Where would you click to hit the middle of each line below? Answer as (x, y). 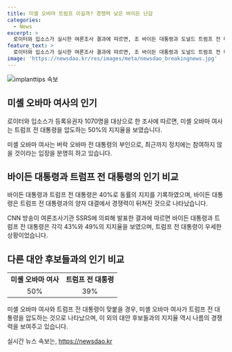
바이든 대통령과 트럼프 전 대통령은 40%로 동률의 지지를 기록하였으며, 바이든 (109, 195)
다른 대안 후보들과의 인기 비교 (66, 259)
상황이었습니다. (28, 235)
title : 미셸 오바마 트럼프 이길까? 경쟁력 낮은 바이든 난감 (80, 13)
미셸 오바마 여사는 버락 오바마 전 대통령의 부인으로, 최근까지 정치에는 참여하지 (111, 144)
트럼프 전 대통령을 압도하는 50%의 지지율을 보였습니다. (88, 129)
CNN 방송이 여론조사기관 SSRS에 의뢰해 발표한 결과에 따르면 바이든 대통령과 (110, 218)
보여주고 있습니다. (44, 326)
